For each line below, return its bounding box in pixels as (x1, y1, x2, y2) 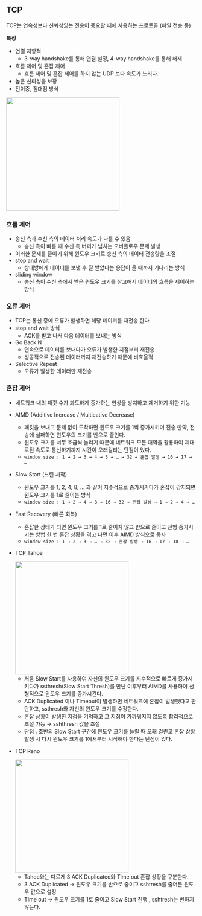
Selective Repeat (14, 360, 57, 368)
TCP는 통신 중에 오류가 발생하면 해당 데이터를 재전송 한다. (14, 317, 151, 324)
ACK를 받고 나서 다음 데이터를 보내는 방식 (24, 332, 122, 339)
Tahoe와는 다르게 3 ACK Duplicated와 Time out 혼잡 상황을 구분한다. (24, 873, 189, 880)
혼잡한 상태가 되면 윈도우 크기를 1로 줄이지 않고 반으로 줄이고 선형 (24, 523, 178, 530)
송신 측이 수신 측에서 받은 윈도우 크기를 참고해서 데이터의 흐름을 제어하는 (24, 278, 195, 286)
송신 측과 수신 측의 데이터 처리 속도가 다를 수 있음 (14, 235, 131, 242)
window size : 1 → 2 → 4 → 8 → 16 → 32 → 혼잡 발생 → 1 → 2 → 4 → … (24, 499, 195, 505)
